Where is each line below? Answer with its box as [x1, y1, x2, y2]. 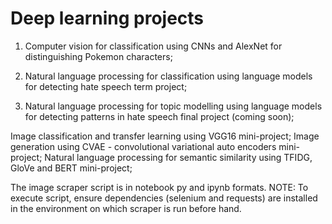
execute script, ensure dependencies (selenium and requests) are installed [10, 192, 318, 204]
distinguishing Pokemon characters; [24, 50, 173, 62]
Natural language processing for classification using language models [24, 70, 313, 82]
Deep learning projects [10, 7, 205, 30]
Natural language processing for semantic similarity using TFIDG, [44, 151, 313, 163]
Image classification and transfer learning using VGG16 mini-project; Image [10, 130, 320, 142]
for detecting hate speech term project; [24, 80, 188, 92]
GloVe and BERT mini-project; [10, 162, 133, 174]
